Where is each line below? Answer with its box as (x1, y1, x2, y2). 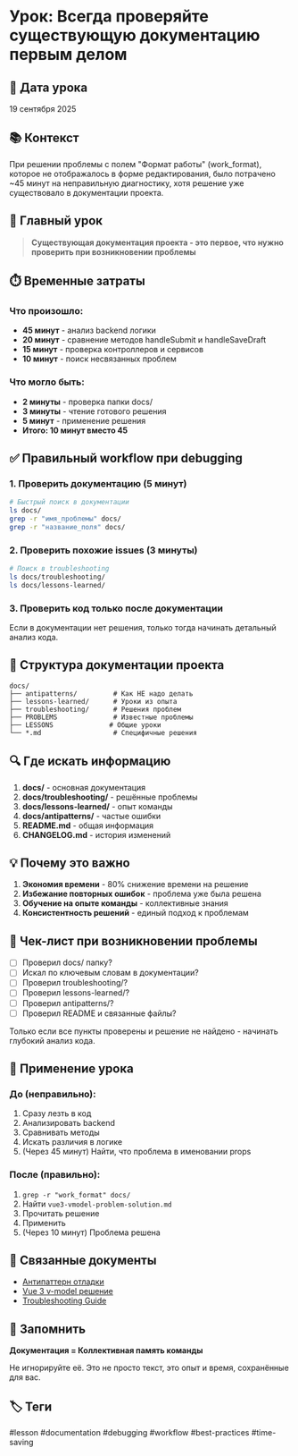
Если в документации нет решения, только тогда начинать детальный (9, 622, 277, 633)
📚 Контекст (9, 131, 79, 146)
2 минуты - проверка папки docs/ (21, 396, 153, 407)
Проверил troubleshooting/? (21, 978, 128, 988)
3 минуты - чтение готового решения (21, 405, 167, 417)
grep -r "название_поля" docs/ (9, 522, 126, 531)
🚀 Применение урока (9, 1062, 134, 1077)
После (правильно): (9, 1169, 101, 1181)
